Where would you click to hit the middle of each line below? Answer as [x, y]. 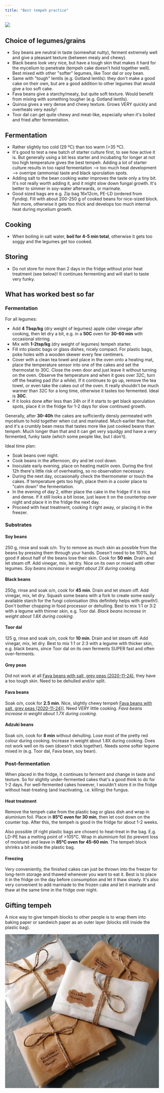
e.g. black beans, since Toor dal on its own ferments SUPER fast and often [80, 649]
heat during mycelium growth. [42, 209]
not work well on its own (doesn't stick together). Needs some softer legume [82, 746]
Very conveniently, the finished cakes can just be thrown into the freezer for [81, 869]
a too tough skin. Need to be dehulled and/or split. [55, 681]
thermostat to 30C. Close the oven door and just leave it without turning [84, 370]
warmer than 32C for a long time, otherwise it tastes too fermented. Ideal [85, 391]
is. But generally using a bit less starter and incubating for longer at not [83, 157]
